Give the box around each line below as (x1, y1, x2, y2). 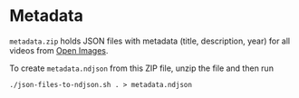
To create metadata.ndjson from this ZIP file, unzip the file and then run (9, 63, 275, 73)
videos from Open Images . (9, 44, 109, 55)
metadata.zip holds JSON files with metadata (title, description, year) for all (9, 35, 291, 46)
